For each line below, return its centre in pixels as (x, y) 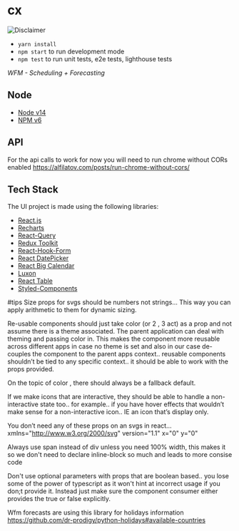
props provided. (31, 369)
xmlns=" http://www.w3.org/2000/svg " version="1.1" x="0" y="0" (103, 433)
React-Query (37, 236)
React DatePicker (43, 258)
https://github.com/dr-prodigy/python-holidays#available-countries (106, 520)
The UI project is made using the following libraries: (83, 207)
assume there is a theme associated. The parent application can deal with (116, 331)
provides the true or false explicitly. (59, 499)
